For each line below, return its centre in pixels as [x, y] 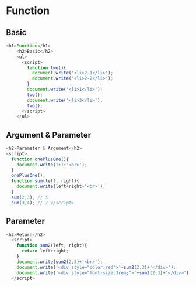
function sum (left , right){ [45, 181]
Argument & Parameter [49, 135]
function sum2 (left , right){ [52, 245]
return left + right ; [45, 251]
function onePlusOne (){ [40, 159]
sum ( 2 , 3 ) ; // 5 [30, 197]
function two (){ [47, 68]
